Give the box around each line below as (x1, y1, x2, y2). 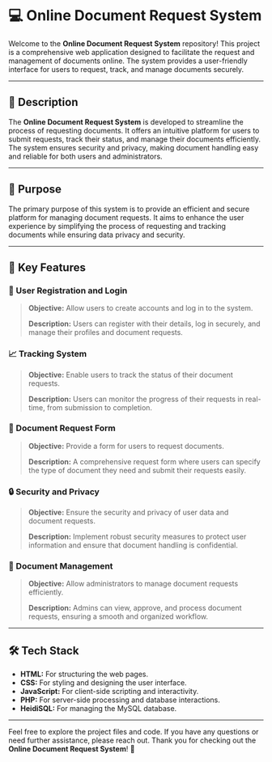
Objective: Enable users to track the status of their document (28, 370, 233, 379)
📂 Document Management (8, 561, 113, 572)
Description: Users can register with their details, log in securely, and (28, 319, 261, 328)
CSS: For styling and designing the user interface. (19, 678, 188, 688)
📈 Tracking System (8, 349, 87, 360)
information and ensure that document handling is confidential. (28, 540, 239, 550)
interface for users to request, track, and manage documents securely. (8, 64, 244, 74)
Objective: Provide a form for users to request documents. (28, 441, 224, 451)
